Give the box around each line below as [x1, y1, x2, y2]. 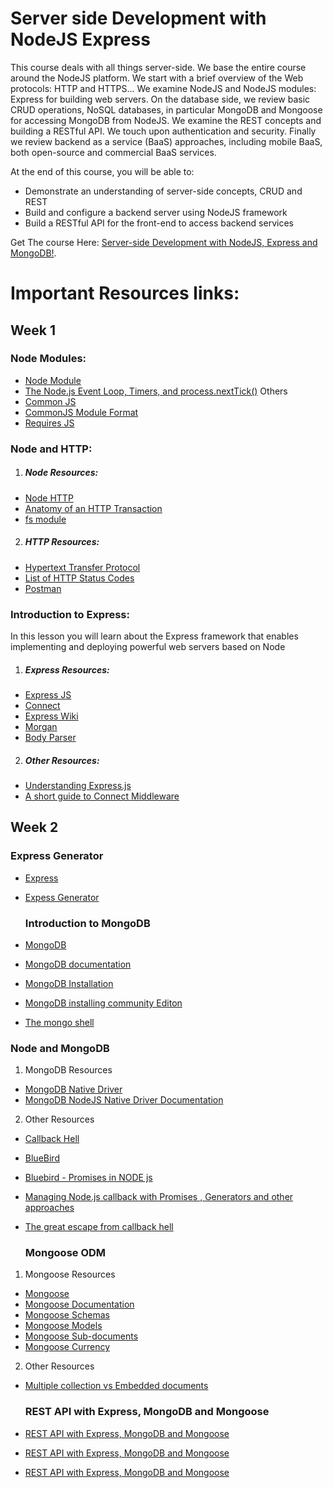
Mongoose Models [24, 1320, 103, 1332]
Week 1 [10, 322, 56, 339]
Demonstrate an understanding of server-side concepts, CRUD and [24, 185, 303, 197]
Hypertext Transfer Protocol [24, 561, 141, 573]
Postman [24, 582, 62, 594]
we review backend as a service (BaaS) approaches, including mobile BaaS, [10, 135, 323, 147]
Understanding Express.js [24, 779, 132, 791]
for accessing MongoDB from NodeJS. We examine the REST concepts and [10, 114, 322, 126]
